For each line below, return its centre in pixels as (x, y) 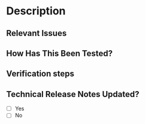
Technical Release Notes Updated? (73, 94)
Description (36, 11)
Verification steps (40, 74)
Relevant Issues (37, 33)
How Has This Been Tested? (59, 53)
